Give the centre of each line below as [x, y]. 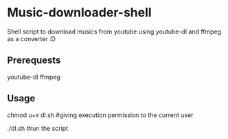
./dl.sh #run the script [38, 128]
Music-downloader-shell [80, 13]
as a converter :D [32, 38]
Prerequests [34, 61]
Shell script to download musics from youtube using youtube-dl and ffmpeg [114, 31]
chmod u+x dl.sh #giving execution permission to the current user [100, 115]
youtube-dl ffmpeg [34, 77]
